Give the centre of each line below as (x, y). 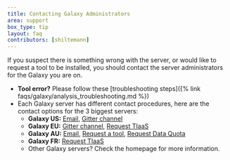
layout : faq (25, 33)
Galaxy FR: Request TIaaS (66, 141)
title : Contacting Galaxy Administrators (69, 14)
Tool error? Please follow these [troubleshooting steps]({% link (109, 89)
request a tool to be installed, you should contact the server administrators (115, 68)
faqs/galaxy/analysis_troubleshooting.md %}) (83, 97)
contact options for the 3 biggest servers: (78, 111)
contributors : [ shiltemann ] (49, 40)
